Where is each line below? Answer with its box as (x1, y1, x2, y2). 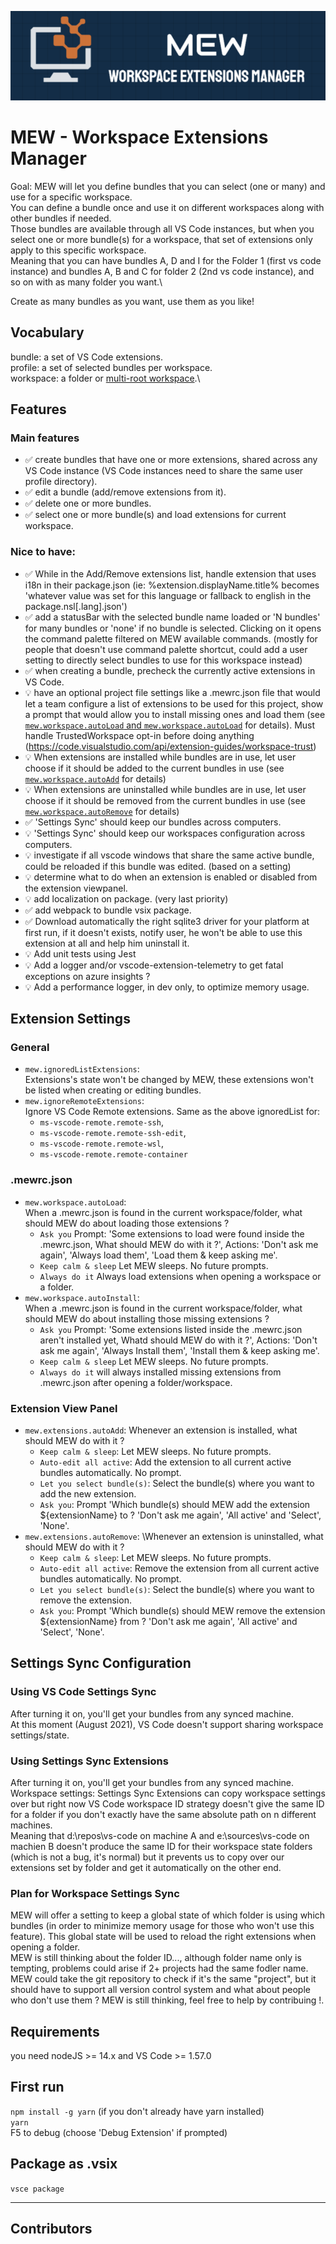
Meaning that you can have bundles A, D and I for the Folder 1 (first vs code (10, 254, 322, 266)
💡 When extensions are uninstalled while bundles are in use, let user (24, 783, 307, 795)
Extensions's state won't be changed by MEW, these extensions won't (24, 1074, 314, 1086)
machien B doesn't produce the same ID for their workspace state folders (10, 1840, 313, 1852)
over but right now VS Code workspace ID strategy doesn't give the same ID (10, 1797, 325, 1810)
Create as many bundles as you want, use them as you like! (10, 295, 255, 307)
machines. (10, 1819, 53, 1831)
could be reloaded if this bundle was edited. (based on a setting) (24, 860, 292, 872)
